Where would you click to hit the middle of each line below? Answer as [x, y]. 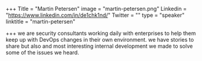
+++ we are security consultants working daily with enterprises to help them [101, 33]
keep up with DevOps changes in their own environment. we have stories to [100, 40]
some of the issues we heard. [42, 53]
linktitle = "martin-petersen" [41, 21]
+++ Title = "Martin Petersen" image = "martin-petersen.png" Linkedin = [96, 9]
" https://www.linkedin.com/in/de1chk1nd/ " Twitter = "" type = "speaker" [95, 15]
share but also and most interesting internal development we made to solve [99, 46]
